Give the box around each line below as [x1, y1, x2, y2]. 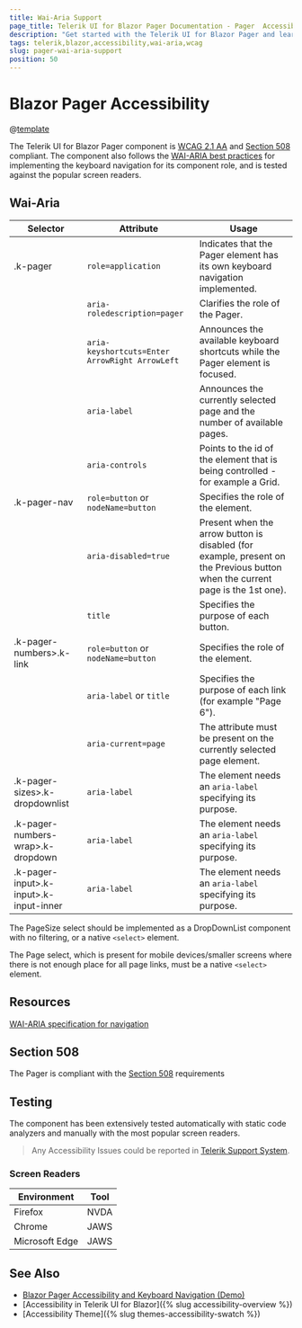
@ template [9, 123, 49, 134]
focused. [199, 368, 236, 380]
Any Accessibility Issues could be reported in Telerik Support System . [31, 1145, 290, 1156]
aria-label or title [86, 689, 170, 701]
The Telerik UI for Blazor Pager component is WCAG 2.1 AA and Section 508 [9, 140, 290, 151]
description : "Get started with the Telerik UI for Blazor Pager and [9, 30, 276, 39]
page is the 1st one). [199, 584, 287, 596]
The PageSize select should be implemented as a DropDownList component [9, 922, 291, 933]
